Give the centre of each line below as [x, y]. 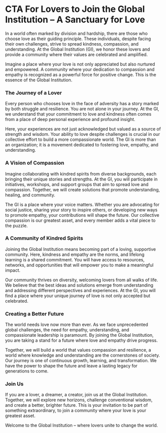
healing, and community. [30, 195]
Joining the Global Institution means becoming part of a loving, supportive [81, 249]
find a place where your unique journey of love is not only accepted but [78, 296]
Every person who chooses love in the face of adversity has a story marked [82, 104]
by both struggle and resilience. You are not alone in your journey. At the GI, [82, 109]
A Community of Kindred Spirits [44, 238]
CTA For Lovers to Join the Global [75, 9]
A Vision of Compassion [35, 163]
